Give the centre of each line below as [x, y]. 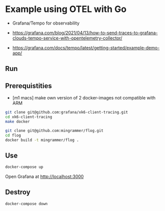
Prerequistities [29, 86]
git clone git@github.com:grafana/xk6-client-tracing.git [67, 112]
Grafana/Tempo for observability [46, 23]
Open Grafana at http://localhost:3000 [44, 176]
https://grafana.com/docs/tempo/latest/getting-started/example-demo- [86, 47]
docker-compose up [24, 167]
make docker [17, 121]
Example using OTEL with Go [66, 9]
